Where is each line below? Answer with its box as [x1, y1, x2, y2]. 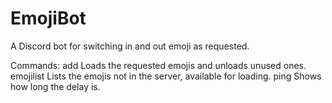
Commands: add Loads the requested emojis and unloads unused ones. [10, 59, 307, 71]
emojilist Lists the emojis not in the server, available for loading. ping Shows [10, 70, 322, 82]
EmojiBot [10, 7, 87, 30]
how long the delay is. [10, 80, 101, 92]
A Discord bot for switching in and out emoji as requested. [10, 40, 250, 52]
